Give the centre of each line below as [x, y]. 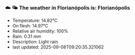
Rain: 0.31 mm [27, 36]
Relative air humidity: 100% [40, 31]
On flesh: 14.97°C [30, 26]
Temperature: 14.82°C [35, 20]
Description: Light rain [35, 42]
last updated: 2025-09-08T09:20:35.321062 [58, 47]
